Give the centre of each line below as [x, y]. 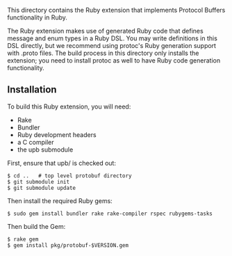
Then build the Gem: [36, 226]
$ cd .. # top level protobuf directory [69, 176]
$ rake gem [23, 239]
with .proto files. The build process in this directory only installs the [103, 53]
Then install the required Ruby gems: [60, 200]
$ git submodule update [42, 188]
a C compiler [35, 142]
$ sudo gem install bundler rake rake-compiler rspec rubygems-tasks [110, 214]
